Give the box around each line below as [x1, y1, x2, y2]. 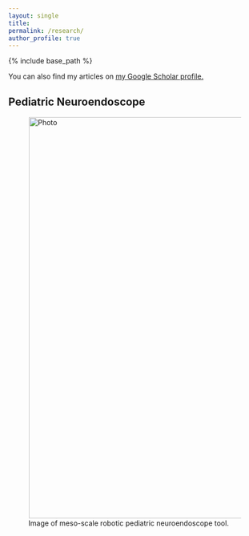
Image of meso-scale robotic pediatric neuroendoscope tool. [28, 518, 230, 528]
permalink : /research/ [8, 26, 84, 35]
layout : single [8, 11, 59, 20]
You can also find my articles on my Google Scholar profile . [8, 71, 204, 81]
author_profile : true [8, 34, 81, 43]
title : [8, 19, 30, 27]
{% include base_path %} [8, 56, 93, 66]
